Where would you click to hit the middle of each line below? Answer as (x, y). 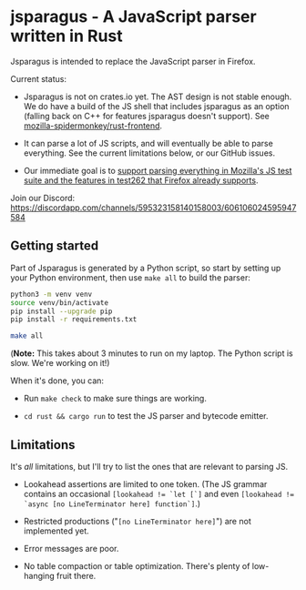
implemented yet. (56, 531)
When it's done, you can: (57, 381)
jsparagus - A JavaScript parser (134, 17)
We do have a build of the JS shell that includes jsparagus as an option (156, 106)
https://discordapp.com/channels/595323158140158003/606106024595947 (153, 208)
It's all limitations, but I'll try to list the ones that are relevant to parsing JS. (149, 466)
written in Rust (66, 36)
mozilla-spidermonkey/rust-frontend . (93, 126)
